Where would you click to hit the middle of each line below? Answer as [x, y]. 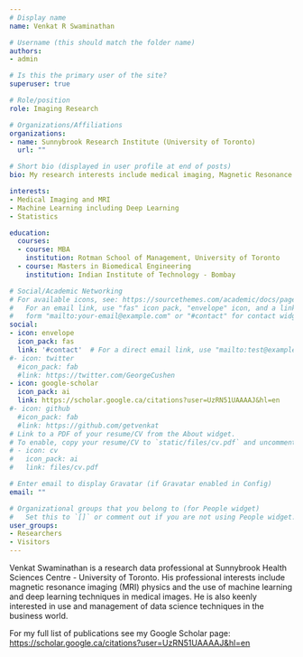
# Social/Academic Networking [66, 291]
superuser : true [40, 84]
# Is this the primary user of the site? [88, 76]
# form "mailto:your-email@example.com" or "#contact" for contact [143, 316]
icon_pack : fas [46, 342]
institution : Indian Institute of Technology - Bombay [131, 275]
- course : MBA [44, 249]
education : [30, 233]
